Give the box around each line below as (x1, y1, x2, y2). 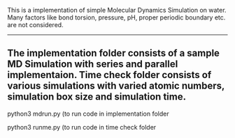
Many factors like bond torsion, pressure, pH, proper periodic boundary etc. (7, 13, 226, 22)
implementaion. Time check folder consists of (7, 69, 212, 81)
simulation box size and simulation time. (7, 91, 187, 103)
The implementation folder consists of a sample (7, 47, 220, 59)
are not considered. (7, 21, 64, 29)
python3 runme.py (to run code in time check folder (7, 123, 157, 131)
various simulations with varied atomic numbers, (7, 80, 225, 92)
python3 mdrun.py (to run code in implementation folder (7, 109, 169, 118)
